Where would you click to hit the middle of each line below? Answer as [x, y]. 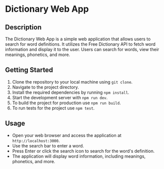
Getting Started [29, 70]
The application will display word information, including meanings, [79, 156]
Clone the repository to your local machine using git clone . [72, 82]
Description [23, 27]
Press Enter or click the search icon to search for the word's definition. [83, 151]
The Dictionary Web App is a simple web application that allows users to [78, 39]
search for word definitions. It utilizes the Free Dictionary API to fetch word [80, 44]
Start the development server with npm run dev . [60, 97]
